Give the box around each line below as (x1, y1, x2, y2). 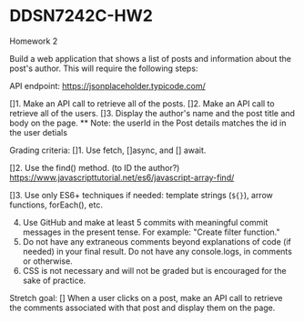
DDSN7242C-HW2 (9, 5, 153, 26)
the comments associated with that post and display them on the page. (9, 302, 276, 313)
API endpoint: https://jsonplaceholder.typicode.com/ (9, 80, 207, 91)
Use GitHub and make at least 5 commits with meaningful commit (22, 216, 269, 227)
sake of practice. (22, 275, 86, 286)
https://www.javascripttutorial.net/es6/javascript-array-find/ (9, 172, 235, 183)
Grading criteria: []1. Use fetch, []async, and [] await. (9, 145, 207, 156)
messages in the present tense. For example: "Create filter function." (22, 226, 280, 237)
